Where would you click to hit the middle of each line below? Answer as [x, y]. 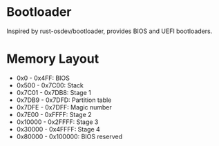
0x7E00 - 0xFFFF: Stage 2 [54, 114]
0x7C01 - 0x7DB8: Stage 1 [54, 92]
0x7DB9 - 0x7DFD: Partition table [64, 100]
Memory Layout [53, 59]
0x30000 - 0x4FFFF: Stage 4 [58, 129]
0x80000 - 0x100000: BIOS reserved [69, 136]
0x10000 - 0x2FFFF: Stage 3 [57, 122]
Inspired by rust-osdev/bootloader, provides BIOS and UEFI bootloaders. [109, 31]
